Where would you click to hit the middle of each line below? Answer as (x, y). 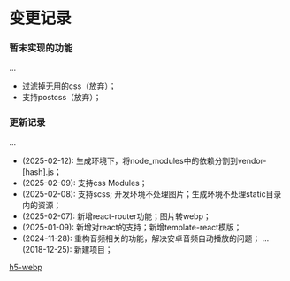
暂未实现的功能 (41, 48)
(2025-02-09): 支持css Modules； (84, 183)
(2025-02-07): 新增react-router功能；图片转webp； (116, 216)
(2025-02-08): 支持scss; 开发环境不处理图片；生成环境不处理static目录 (152, 194)
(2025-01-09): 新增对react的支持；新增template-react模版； (132, 227)
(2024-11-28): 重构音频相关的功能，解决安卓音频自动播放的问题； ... (145, 238)
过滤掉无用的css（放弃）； (69, 86)
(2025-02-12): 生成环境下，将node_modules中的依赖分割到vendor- (144, 160)
